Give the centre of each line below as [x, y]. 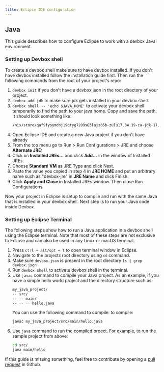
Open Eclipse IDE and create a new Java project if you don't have [78, 134]
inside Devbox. [20, 206]
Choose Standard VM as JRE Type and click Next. [63, 166]
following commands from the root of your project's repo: [63, 80]
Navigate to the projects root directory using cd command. [71, 255]
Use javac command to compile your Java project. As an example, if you [85, 275]
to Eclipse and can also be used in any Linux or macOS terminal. [70, 240]
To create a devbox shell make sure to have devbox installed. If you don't [79, 70]
